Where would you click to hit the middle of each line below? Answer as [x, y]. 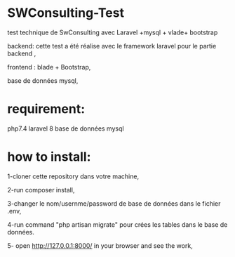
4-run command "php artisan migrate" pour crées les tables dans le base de [117, 224]
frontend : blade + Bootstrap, [49, 67]
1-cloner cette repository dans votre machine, [73, 176]
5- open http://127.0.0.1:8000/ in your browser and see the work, [100, 245]
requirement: [46, 109]
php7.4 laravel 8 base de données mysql [66, 128]
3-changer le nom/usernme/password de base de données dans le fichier [114, 203]
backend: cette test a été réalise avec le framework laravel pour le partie [112, 46]
